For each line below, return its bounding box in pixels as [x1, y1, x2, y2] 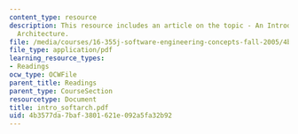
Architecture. [17, 29, 69, 38]
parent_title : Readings [9, 78, 98, 87]
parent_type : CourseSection [9, 86, 114, 95]
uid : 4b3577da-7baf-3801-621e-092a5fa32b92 [9, 111, 173, 120]
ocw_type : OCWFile [9, 71, 77, 79]
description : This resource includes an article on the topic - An [9, 21, 264, 30]
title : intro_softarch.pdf [9, 103, 109, 112]
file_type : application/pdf [9, 46, 114, 55]
